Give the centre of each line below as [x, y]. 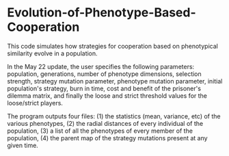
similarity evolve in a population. [52, 53]
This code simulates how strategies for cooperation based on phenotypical [113, 46]
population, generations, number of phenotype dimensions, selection [104, 74]
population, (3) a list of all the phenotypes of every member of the [100, 131]
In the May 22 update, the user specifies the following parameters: [101, 66]
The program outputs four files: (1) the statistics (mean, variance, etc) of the [114, 116]
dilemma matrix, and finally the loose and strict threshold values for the [107, 95]
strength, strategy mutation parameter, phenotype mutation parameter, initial [115, 81]
